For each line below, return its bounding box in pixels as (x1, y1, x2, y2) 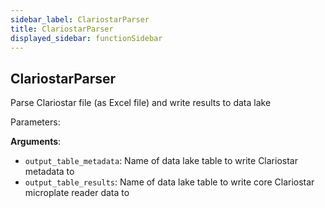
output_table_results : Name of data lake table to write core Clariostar (24, 176, 315, 188)
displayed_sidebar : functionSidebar (10, 33, 163, 43)
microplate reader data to (24, 187, 130, 199)
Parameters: (10, 116, 61, 128)
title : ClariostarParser (10, 24, 114, 34)
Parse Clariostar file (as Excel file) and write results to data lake (10, 97, 272, 109)
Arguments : (10, 136, 62, 148)
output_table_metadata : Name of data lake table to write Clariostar (24, 155, 298, 167)
